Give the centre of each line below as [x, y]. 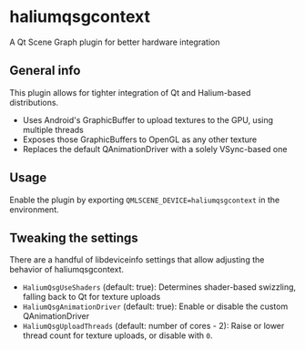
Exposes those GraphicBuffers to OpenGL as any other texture [140, 139]
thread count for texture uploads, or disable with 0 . [117, 335]
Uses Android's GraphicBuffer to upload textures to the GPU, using [148, 119]
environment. [34, 209]
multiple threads [53, 129]
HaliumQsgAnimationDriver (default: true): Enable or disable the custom [155, 306]
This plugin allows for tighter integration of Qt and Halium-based [130, 92]
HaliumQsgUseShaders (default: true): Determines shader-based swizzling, [159, 287]
